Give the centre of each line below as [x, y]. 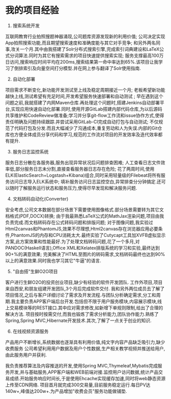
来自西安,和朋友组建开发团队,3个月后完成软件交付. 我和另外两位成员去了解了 [85, 288]
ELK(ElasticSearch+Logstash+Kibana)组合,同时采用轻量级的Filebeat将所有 [83, 175]
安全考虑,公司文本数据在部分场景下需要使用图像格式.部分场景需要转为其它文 [85, 209]
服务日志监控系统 [31, 151]
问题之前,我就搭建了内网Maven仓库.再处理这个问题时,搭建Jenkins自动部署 [83, 102]
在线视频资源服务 [31, 331]
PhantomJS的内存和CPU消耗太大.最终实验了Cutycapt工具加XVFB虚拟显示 [88, 235]
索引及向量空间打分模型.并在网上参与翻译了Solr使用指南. [82, 68]
